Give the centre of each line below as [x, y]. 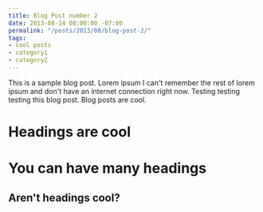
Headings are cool [70, 132]
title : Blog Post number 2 [53, 16]
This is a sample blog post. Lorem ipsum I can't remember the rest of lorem [131, 82]
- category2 [28, 61]
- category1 [28, 53]
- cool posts [30, 45]
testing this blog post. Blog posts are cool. [77, 100]
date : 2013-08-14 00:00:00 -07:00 [66, 23]
